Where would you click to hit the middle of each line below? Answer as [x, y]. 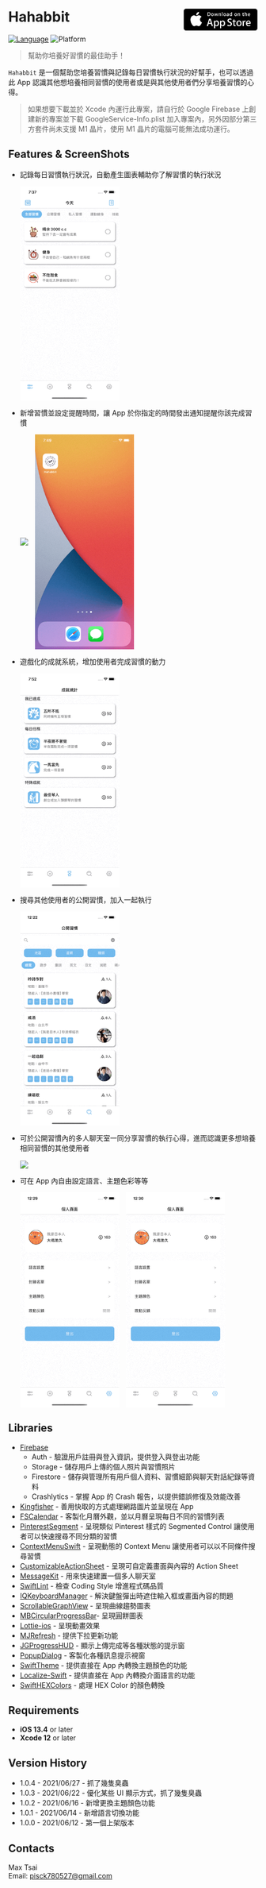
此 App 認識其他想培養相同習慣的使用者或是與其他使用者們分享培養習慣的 [128, 82]
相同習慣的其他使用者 [54, 1149]
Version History [47, 1763]
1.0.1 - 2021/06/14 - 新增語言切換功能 [80, 1813]
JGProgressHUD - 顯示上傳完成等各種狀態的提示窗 [102, 1645]
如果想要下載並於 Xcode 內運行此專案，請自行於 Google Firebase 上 [138, 109]
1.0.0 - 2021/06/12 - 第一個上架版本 [77, 1823]
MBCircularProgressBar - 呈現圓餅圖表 [82, 1616]
